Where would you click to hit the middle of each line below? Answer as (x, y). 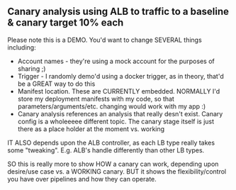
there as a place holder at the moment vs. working (91, 129)
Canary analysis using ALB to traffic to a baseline (118, 12)
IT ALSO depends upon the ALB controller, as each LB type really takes (111, 142)
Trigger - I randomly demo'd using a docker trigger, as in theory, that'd (121, 76)
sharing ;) (32, 68)
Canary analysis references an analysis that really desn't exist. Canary (120, 113)
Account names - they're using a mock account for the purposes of (116, 61)
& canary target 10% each (66, 23)
